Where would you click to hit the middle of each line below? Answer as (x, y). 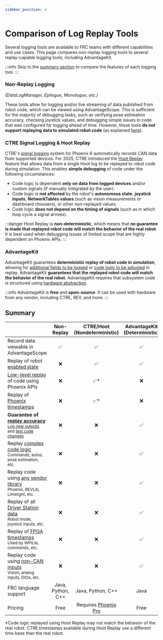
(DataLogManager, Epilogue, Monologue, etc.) (52, 95)
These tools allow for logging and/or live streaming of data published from (79, 104)
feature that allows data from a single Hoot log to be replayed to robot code (80, 164)
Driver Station (23, 508)
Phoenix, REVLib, (24, 489)
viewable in (20, 347)
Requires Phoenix (96, 605)
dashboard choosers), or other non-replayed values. (65, 204)
